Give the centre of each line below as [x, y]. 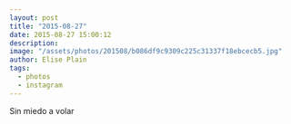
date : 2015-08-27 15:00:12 [60, 34]
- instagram [40, 85]
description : [34, 43]
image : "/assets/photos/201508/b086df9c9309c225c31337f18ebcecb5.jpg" [146, 52]
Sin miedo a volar [42, 110]
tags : [20, 69]
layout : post [34, 18]
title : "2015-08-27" [49, 26]
